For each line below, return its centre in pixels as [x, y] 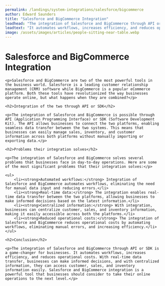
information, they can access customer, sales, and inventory [70, 266]
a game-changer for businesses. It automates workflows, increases [76, 253]
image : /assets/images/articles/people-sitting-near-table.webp [72, 32]
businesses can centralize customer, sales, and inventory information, [81, 210]
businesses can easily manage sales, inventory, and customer [70, 132]
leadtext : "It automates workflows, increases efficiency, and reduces [80, 28]
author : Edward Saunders [30, 14]
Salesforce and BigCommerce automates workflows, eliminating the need [80, 184]
